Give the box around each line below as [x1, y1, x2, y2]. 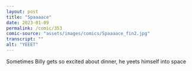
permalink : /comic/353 [6, 25, 62, 31]
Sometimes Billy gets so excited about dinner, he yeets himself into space [6, 57, 186, 65]
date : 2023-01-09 [6, 20, 49, 25]
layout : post [6, 8, 39, 15]
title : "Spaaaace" [6, 14, 52, 20]
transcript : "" [6, 36, 44, 42]
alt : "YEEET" [6, 42, 39, 48]
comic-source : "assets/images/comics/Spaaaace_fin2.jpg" [6, 31, 150, 37]
